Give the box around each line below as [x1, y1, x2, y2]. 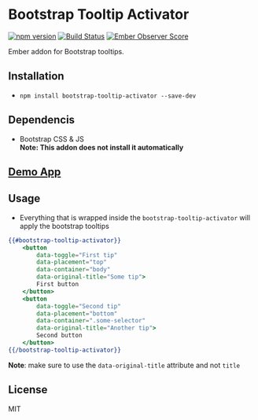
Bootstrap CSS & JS [19, 134, 84, 143]
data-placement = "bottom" [36, 309, 118, 318]
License [8, 383, 48, 396]
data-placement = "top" [36, 258, 108, 267]
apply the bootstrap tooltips [19, 221, 110, 230]
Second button [36, 332, 83, 340]
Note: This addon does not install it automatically [19, 142, 184, 152]
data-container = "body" [36, 266, 111, 274]
